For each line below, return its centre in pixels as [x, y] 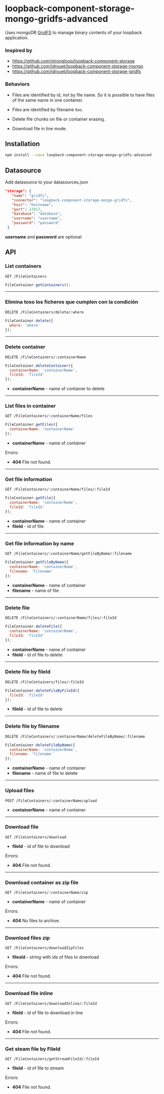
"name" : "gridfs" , [30, 196]
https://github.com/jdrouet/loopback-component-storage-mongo [78, 66]
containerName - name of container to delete [58, 389]
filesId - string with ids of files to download [55, 957]
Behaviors [18, 84]
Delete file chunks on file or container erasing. [59, 119]
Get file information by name [40, 543]
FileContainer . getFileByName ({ [37, 562]
